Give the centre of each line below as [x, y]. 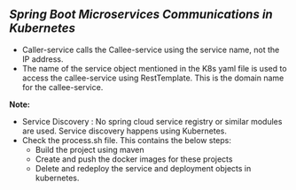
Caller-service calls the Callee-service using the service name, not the [151, 49]
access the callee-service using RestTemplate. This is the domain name [153, 78]
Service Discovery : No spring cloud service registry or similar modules [152, 121]
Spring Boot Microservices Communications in [141, 15]
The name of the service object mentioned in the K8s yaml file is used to [154, 68]
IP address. [43, 59]
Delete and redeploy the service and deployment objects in [143, 168]
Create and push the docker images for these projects [134, 159]
